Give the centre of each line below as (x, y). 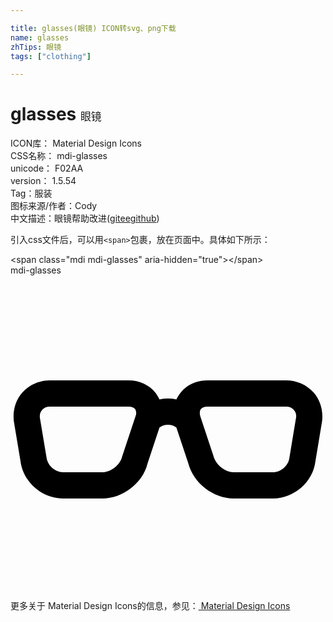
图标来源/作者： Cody (54, 206)
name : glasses (40, 37)
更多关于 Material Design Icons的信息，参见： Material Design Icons (150, 606)
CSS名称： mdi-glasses (59, 156)
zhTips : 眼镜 (36, 47)
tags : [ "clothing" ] (51, 56)
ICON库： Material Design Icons (76, 143)
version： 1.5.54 (43, 181)
